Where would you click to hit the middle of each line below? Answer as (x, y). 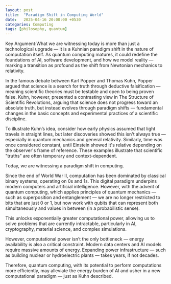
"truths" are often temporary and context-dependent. (61, 156)
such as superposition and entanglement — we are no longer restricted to (83, 198)
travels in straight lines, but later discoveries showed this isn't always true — (86, 134)
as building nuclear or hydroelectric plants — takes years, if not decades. (82, 255)
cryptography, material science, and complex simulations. (66, 229)
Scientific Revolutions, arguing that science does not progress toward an (82, 102)
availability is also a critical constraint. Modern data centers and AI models (83, 245)
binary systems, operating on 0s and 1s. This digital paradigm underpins (81, 181)
